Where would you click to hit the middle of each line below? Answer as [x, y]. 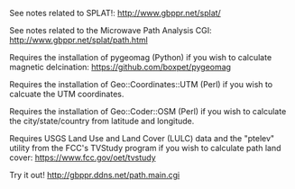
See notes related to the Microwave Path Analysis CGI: [111, 30]
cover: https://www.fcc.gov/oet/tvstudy [83, 157]
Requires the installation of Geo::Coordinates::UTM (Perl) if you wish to [141, 84]
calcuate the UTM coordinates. [67, 94]
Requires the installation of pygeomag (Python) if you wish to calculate [141, 57]
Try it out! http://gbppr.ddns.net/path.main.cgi [95, 175]
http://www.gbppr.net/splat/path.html [79, 40]
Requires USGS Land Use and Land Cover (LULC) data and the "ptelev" [142, 138]
